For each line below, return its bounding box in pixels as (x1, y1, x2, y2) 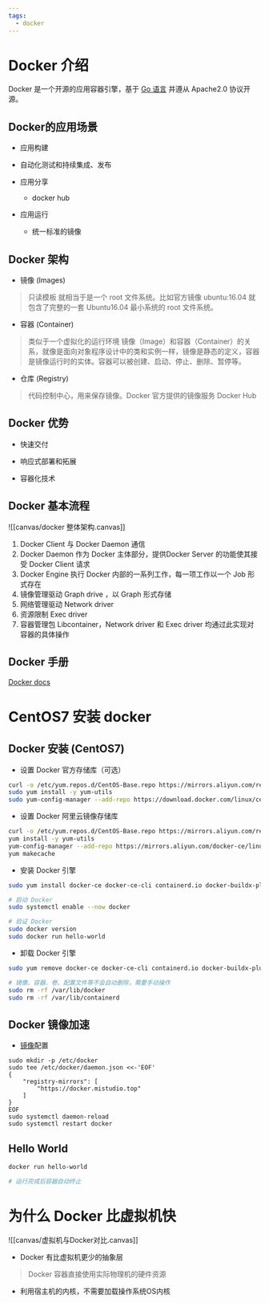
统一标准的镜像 (31, 226, 82, 237)
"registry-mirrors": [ (22, 1077, 98, 1086)
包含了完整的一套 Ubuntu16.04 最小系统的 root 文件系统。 (27, 303, 218, 312)
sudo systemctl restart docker (8, 1120, 113, 1128)
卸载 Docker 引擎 (19, 948, 76, 958)
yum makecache (8, 849, 56, 857)
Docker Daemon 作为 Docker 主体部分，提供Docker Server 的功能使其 (19, 549, 251, 559)
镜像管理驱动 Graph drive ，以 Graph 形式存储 (19, 589, 172, 599)
